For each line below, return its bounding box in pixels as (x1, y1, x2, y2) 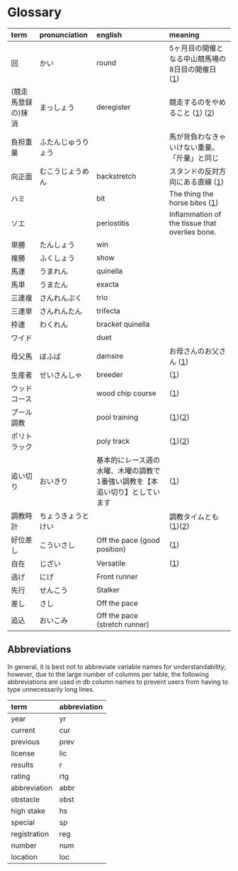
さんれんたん (39, 306, 83, 316)
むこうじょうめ (39, 166, 90, 176)
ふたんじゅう (39, 137, 83, 147)
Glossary (7, 4, 62, 21)
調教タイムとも (169, 512, 220, 522)
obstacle (11, 794, 40, 804)
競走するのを (169, 97, 212, 107)
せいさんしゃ (39, 370, 83, 380)
